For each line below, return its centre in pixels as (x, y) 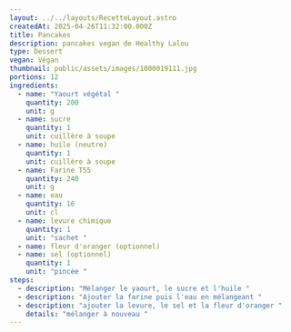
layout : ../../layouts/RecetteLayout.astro (93, 18)
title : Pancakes (40, 35)
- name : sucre (44, 119)
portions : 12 (34, 77)
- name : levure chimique (65, 221)
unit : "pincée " (57, 272)
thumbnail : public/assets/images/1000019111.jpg (103, 69)
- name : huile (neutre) (62, 145)
